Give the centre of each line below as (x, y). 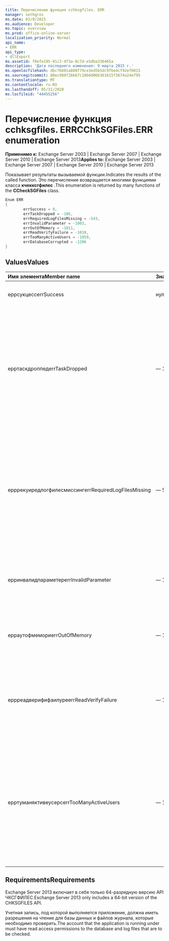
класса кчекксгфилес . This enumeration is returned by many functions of (83, 185)
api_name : (16, 43)
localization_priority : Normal (38, 38)
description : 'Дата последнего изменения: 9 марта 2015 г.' (70, 66)
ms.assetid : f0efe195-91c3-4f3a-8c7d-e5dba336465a (59, 61)
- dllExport (18, 57)
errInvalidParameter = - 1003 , (55, 223)
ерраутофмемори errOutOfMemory (50, 635)
